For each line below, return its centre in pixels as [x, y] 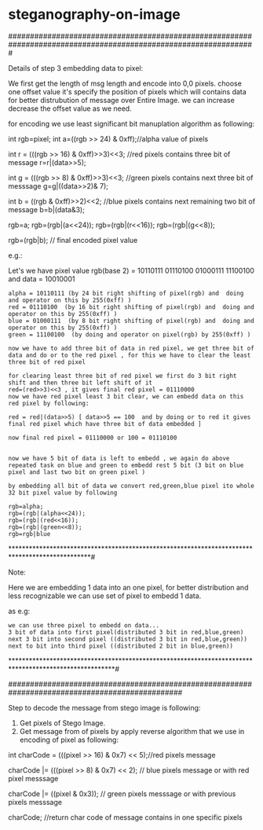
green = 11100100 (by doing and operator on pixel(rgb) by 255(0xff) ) [130, 334]
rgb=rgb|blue [29, 534]
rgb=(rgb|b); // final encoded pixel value [73, 240]
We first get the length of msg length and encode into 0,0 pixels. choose [125, 83]
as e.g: [19, 611]
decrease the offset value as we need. [70, 108]
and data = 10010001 [42, 279]
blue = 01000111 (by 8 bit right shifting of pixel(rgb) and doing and [131, 321]
